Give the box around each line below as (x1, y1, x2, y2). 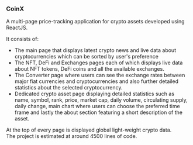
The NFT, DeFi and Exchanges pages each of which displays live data (14, 59, 183, 66)
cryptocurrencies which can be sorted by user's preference (14, 53, 159, 60)
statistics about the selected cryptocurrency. (14, 84, 123, 91)
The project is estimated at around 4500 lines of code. (6, 133, 137, 140)
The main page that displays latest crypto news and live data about (14, 47, 177, 54)
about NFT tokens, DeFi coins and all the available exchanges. (14, 65, 165, 72)
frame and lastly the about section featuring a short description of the (14, 109, 183, 116)
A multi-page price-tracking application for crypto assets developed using (6, 18, 185, 25)
